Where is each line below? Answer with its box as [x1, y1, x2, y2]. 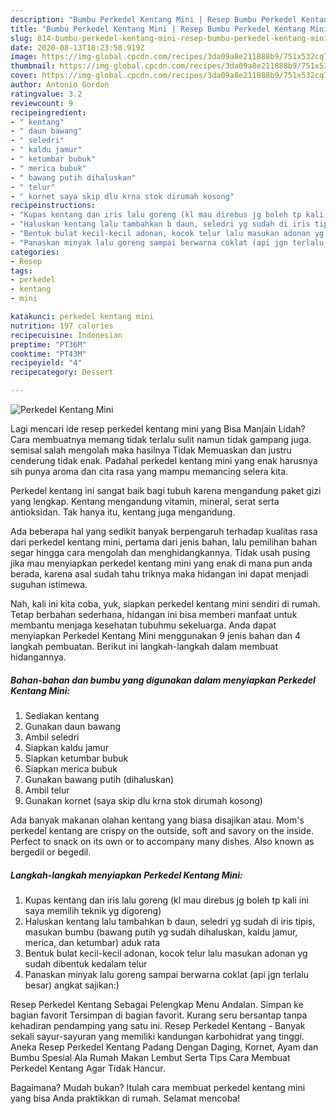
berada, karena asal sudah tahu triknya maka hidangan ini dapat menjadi [10, 568, 309, 580]
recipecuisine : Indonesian [10, 330, 123, 340]
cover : [10, 71, 38, 81]
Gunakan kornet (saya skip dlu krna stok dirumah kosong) [24, 794, 263, 806]
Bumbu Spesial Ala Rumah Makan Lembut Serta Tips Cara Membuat [10, 1051, 291, 1063]
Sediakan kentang [24, 709, 100, 721]
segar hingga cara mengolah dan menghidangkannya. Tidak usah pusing [10, 547, 311, 558]
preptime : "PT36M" [10, 339, 87, 350]
